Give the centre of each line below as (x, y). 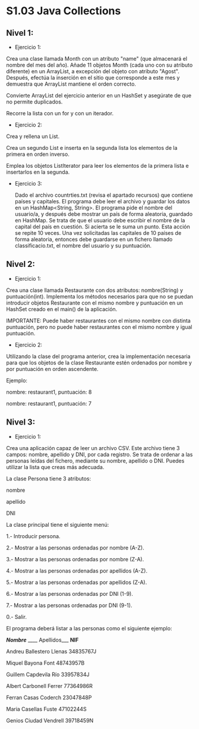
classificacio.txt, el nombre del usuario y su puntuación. (83, 246)
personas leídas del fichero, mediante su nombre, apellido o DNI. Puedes (95, 461)
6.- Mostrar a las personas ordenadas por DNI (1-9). (70, 593)
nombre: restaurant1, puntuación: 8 (49, 392)
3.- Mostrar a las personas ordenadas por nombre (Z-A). (75, 559)
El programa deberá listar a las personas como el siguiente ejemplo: (89, 628)
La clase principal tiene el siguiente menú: (58, 524)
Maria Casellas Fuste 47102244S (47, 709)
